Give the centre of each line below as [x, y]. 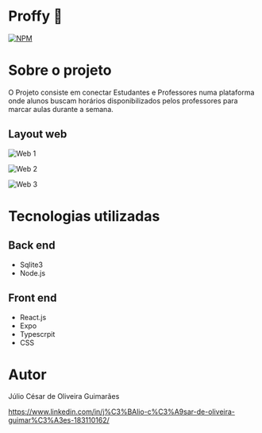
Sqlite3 [31, 265]
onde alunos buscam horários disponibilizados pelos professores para [123, 101]
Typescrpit [37, 334]
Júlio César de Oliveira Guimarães [64, 396]
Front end [33, 298]
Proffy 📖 [36, 16]
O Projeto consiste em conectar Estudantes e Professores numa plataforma [131, 92]
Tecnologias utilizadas [84, 216]
